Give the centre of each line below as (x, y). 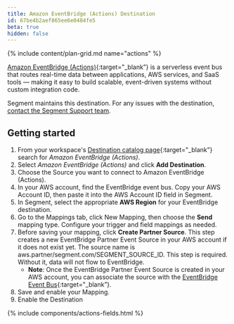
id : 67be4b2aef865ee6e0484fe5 (52, 20)
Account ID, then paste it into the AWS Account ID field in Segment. (115, 195)
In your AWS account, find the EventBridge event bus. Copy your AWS (119, 187)
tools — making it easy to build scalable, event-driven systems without (110, 82)
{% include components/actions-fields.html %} (76, 313)
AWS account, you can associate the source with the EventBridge (123, 277)
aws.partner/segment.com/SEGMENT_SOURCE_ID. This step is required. (123, 255)
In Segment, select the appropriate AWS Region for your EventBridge (118, 202)
